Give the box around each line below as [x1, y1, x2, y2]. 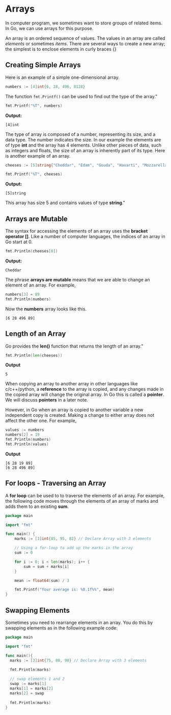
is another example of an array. [5, 153, 71, 159]
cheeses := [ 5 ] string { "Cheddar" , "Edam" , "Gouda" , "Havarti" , [5, 162, 140, 168]
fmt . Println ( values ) [5, 442, 49, 447]
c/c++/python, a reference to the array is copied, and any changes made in [5, 386, 164, 392]
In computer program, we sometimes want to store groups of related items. [5, 20, 163, 26]
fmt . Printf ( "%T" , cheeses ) [5, 171, 63, 177]
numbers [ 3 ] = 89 [5, 292, 40, 297]
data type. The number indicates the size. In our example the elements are [5, 136, 161, 142]
